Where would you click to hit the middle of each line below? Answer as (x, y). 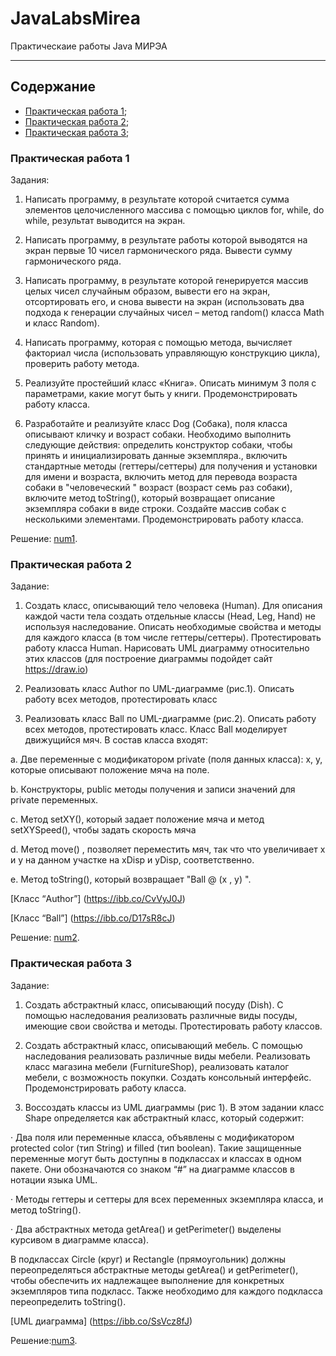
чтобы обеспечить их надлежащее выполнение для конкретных (147, 1280)
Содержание (53, 87)
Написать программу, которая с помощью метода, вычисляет (158, 343)
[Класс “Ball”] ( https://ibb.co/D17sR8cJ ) (93, 918)
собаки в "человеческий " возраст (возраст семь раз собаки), (158, 488)
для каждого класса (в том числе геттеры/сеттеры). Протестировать (173, 638)
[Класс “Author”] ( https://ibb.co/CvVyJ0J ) (98, 899)
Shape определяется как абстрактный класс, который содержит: (164, 1118)
